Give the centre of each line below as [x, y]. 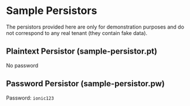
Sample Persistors [52, 11]
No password [22, 65]
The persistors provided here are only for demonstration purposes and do [95, 27]
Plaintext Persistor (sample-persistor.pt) [82, 52]
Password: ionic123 [30, 98]
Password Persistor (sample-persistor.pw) [86, 84]
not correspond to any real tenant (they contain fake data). [77, 33]
